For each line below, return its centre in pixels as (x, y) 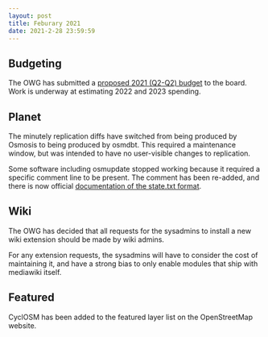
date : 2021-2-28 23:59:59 (52, 31)
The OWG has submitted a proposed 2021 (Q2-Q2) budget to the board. (128, 83)
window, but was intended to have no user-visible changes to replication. (130, 153)
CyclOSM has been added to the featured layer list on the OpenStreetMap (131, 317)
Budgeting (35, 63)
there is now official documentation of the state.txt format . (105, 186)
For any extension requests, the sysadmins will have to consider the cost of (133, 255)
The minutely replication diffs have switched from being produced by (123, 136)
